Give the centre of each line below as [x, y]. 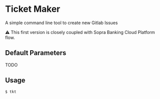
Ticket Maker [33, 9]
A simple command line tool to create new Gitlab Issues [61, 23]
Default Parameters [36, 53]
